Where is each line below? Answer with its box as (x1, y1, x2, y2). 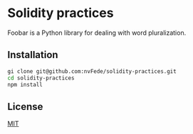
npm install (7, 81, 43, 88)
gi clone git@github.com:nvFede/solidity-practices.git (7, 67, 177, 75)
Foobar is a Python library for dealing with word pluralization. (7, 28, 187, 37)
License (7, 101, 43, 113)
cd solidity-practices (7, 74, 75, 82)
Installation (7, 49, 58, 61)
